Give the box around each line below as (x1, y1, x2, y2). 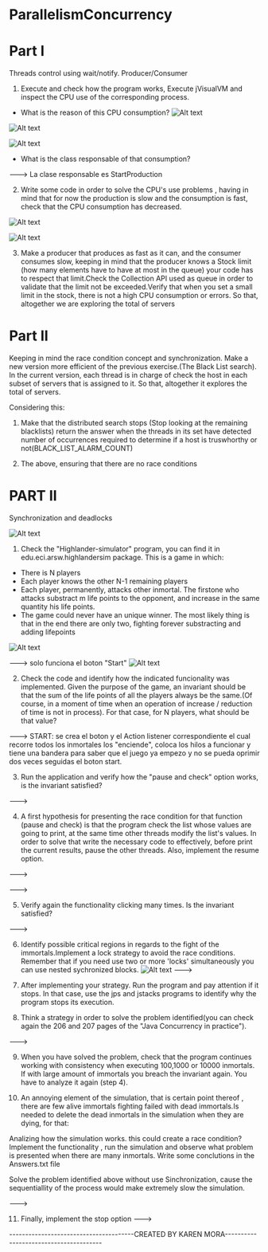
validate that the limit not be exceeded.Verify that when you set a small (20, 282, 253, 292)
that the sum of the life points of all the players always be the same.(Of (20, 691, 253, 700)
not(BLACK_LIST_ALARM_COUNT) (20, 444, 134, 453)
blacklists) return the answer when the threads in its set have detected (20, 426, 252, 436)
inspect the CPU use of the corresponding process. (20, 92, 190, 102)
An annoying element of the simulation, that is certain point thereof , (20, 1093, 244, 1102)
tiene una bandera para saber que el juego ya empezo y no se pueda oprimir (9, 748, 260, 758)
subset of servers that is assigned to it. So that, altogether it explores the (9, 379, 247, 388)
